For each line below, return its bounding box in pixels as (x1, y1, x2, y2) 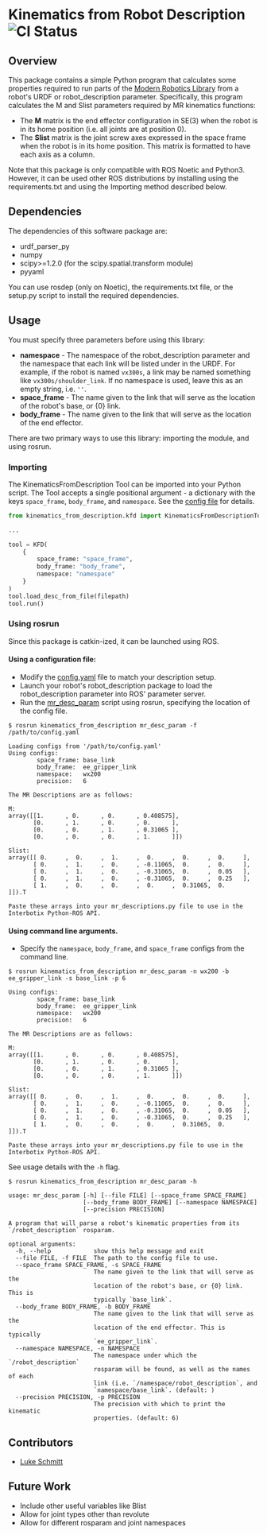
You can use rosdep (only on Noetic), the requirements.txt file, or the (8, 282, 234, 292)
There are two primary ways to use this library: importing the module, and (8, 433, 250, 443)
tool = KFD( (8, 541, 48, 548)
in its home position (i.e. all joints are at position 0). (19, 125, 187, 134)
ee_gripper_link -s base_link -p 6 (8, 975, 126, 983)
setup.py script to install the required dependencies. (8, 290, 180, 300)
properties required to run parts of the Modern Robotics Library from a (8, 83, 239, 93)
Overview (8, 54, 58, 68)
